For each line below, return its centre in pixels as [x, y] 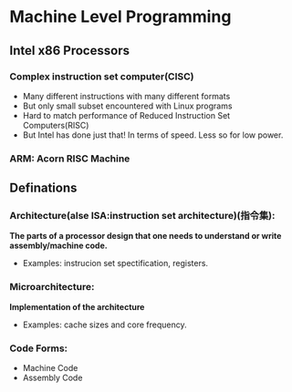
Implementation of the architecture [77, 306]
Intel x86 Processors [70, 51]
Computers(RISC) [56, 125]
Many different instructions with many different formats [126, 96]
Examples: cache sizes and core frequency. [104, 325]
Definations [43, 188]
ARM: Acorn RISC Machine [70, 159]
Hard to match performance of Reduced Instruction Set [126, 115]
